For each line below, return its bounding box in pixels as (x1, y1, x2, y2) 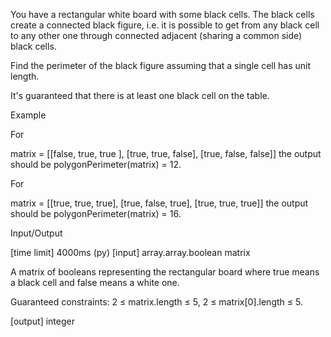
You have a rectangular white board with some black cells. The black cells (10, 9, 315, 20)
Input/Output (10, 227, 63, 239)
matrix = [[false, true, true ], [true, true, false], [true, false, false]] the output (10, 148, 322, 159)
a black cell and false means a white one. (10, 277, 180, 288)
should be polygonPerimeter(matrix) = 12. (10, 159, 182, 170)
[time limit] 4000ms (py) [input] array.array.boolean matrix (10, 247, 251, 258)
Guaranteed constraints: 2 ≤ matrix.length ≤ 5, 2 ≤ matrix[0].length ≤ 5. (10, 296, 303, 308)
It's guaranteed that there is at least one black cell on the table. (10, 90, 270, 101)
